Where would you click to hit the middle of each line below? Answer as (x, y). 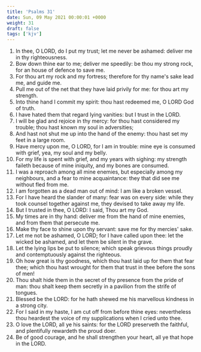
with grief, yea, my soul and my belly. (61, 153)
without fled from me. (42, 185)
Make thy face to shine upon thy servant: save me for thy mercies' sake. (104, 229)
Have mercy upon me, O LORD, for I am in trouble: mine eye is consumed (105, 147)
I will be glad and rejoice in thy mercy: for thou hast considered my (98, 121)
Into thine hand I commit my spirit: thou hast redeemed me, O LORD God (104, 102)
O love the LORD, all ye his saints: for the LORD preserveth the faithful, (102, 324)
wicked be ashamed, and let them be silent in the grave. (84, 242)
